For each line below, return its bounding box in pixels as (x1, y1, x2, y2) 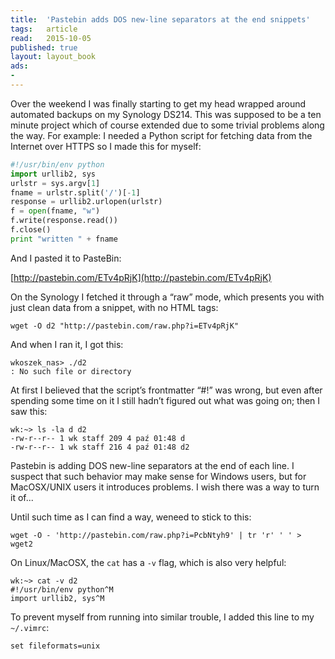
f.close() (10, 225, 52, 235)
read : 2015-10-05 (10, 33, 92, 43)
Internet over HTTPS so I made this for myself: (10, 140, 202, 152)
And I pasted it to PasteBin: (10, 252, 122, 264)
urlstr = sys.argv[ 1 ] (10, 178, 101, 188)
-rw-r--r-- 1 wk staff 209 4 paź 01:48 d (10, 433, 186, 443)
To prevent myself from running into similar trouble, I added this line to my (10, 611, 315, 623)
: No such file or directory (10, 366, 132, 376)
